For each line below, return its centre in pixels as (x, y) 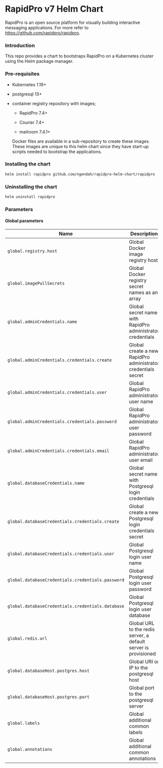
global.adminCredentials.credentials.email (58, 451)
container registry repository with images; (54, 103)
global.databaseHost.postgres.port (49, 697)
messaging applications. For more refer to (47, 27)
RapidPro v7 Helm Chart (54, 9)
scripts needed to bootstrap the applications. (57, 152)
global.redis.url (27, 639)
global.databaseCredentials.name (46, 483)
